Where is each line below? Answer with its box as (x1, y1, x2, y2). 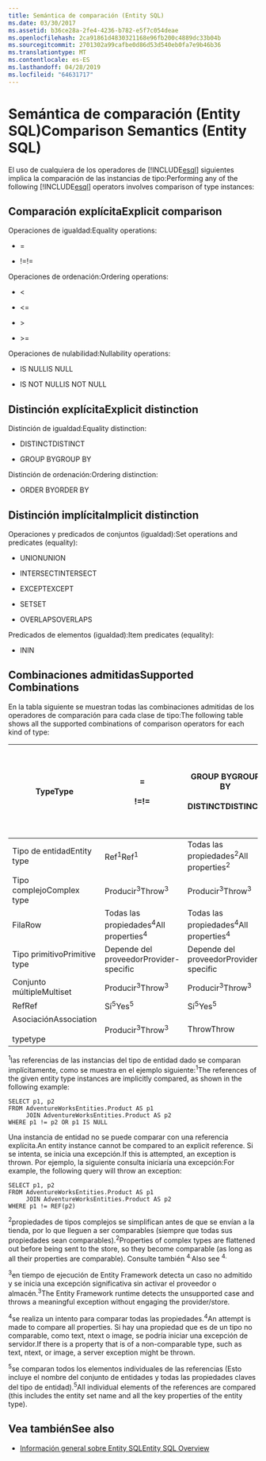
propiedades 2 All (187, 849, 249, 862)
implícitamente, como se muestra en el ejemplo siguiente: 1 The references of (8, 1064, 257, 1074)
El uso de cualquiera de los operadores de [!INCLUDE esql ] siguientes (8, 164, 235, 175)
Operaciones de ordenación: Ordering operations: (8, 272, 169, 282)
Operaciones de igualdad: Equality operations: (8, 226, 158, 235)
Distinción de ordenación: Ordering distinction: (8, 470, 158, 480)
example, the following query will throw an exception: (8, 1166, 182, 1175)
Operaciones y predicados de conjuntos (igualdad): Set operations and (8, 530, 237, 538)
